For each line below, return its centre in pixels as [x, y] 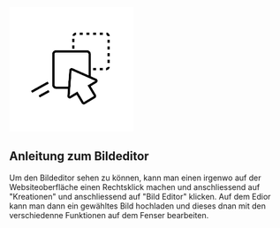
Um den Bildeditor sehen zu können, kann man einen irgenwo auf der [135, 178]
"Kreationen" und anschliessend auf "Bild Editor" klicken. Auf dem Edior [140, 196]
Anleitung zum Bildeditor [79, 156]
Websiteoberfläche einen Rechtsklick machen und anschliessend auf [135, 186]
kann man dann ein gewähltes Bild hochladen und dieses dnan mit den [138, 206]
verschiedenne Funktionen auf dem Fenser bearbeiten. [109, 215]
